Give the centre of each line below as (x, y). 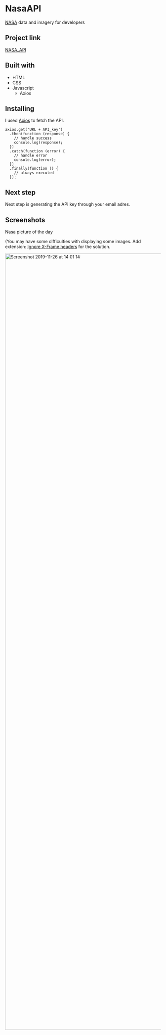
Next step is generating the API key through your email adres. (68, 204)
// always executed (34, 173)
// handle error (31, 156)
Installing (20, 109)
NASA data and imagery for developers (45, 22)
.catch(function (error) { (37, 151)
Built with (20, 66)
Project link (23, 38)
